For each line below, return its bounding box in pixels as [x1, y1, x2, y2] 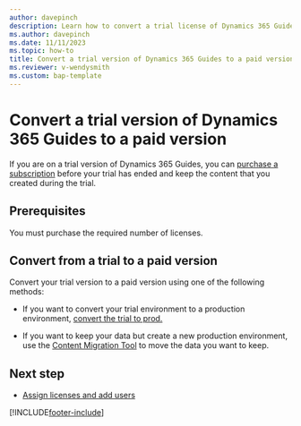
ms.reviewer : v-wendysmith [9, 64, 110, 72]
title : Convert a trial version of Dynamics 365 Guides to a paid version [9, 55, 295, 64]
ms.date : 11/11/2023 [9, 38, 87, 47]
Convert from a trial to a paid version [9, 252, 218, 268]
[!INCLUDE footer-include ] [9, 407, 105, 418]
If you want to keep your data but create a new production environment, [21, 330, 288, 341]
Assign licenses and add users [21, 390, 136, 401]
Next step [9, 366, 65, 381]
